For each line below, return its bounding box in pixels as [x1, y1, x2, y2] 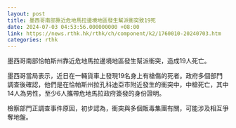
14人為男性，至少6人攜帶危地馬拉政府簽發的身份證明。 [7, 89, 166, 98]
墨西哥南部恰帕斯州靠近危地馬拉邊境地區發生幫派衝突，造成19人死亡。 [7, 57, 211, 65]
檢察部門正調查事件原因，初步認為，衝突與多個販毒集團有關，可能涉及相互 [7, 104, 223, 113]
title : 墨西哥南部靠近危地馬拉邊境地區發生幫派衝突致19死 [7, 17, 156, 24]
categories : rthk [7, 37, 58, 44]
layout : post [7, 10, 46, 18]
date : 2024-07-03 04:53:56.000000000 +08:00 [7, 23, 140, 30]
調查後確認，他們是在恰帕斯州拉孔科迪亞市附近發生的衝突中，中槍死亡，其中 [7, 80, 229, 89]
